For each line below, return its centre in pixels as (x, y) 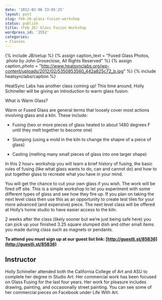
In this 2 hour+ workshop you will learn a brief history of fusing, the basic (79, 163)
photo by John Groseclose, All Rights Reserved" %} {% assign (69, 61)
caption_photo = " (23, 66)
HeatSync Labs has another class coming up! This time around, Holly (75, 86)
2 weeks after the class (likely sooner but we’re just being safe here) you (78, 219)
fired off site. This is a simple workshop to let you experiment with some (78, 189)
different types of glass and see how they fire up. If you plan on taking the (80, 194)
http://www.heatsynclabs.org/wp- (75, 66)
